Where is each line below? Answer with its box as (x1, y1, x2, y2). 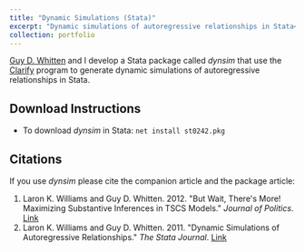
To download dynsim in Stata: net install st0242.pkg (22, 125, 225, 136)
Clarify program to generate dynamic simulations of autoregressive (9, 65, 261, 76)
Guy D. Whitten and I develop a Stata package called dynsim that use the (9, 55, 282, 66)
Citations (9, 151, 63, 166)
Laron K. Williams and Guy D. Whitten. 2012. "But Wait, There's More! (22, 193, 281, 204)
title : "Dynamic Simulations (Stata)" (9, 13, 156, 23)
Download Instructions (9, 101, 142, 116)
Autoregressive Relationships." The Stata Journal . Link (22, 232, 227, 242)
